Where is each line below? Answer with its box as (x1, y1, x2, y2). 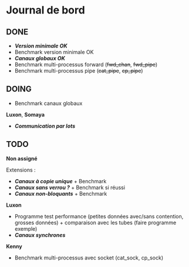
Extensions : (6, 166, 36, 173)
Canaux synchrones (14, 231, 66, 238)
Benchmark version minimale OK (14, 49, 94, 56)
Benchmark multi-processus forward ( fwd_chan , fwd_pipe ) (14, 61, 158, 68)
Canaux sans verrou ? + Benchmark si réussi (14, 184, 125, 191)
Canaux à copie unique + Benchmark (14, 177, 107, 184)
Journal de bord (6, 4, 85, 17)
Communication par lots (14, 122, 76, 129)
